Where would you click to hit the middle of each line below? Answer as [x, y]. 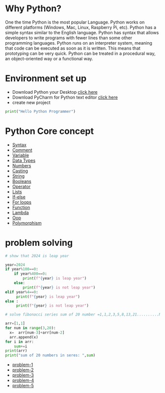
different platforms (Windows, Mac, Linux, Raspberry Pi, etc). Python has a [81, 27]
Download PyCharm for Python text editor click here [65, 97]
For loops [22, 202]
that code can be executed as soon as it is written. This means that [73, 48]
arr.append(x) [24, 337]
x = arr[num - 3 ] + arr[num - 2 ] [37, 332]
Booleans [22, 181]
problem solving [39, 243]
